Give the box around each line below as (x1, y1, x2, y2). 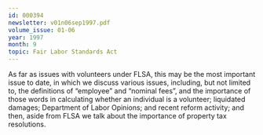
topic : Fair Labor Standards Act (8, 48, 118, 56)
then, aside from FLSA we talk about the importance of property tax (8, 111, 228, 120)
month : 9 (8, 41, 37, 49)
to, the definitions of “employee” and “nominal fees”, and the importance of (8, 86, 251, 95)
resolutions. (8, 119, 46, 129)
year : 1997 (8, 33, 44, 42)
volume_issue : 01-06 (8, 26, 76, 34)
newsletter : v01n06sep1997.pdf (8, 19, 111, 27)
